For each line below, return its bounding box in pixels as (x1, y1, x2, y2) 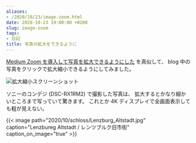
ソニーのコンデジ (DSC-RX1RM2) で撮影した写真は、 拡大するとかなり (6, 90, 176, 97)
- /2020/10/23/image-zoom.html (6, 14, 83, 20)
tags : (6, 30, 19, 36)
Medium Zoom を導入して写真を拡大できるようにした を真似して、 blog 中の (6, 58, 191, 65)
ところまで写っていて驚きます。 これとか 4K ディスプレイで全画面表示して (11, 97, 191, 104)
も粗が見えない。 (6, 105, 48, 112)
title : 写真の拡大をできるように (6, 42, 77, 47)
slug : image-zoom (6, 25, 49, 31)
